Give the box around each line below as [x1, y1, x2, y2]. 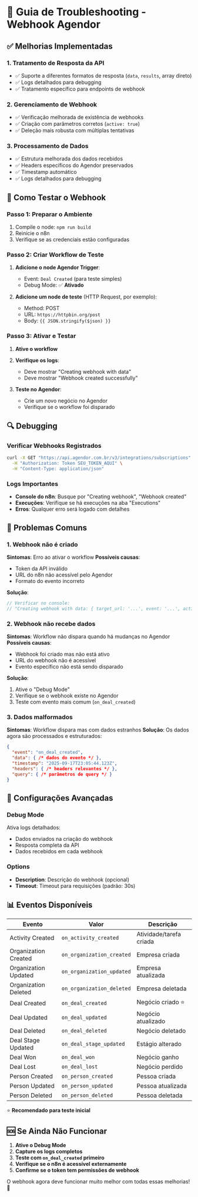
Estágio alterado [136, 1040, 182, 1048]
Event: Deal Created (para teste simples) [24, 276, 122, 283]
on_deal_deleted [61, 1028, 108, 1034]
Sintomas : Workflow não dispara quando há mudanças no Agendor [6, 633, 170, 640]
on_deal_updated [61, 1014, 108, 1021]
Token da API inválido [15, 565, 68, 572]
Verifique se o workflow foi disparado [24, 403, 115, 410]
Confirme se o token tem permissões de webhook [15, 1166, 140, 1174]
